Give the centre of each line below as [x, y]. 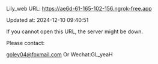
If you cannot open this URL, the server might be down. [74, 31]
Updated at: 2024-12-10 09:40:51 [47, 20]
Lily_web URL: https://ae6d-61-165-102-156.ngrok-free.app [79, 9]
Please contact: [26, 43]
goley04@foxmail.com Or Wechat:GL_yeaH [59, 55]
